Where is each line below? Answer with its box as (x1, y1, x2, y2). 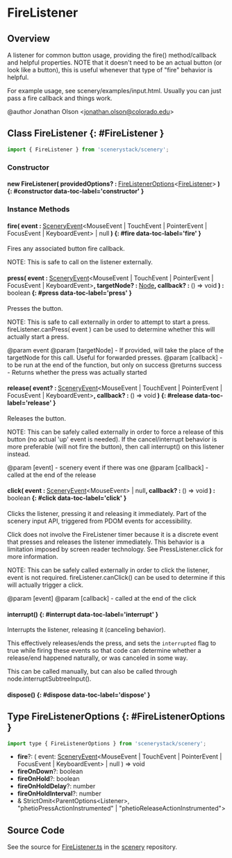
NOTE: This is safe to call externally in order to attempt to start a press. (7, 318, 210, 326)
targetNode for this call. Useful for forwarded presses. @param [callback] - (7, 353, 223, 362)
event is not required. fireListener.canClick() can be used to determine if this (7, 573, 226, 581)
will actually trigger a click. (7, 581, 84, 589)
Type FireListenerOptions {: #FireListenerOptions (7, 711, 226, 722)
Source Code (7, 824, 65, 836)
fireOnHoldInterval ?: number (17, 789, 102, 798)
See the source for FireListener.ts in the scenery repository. (7, 843, 177, 851)
